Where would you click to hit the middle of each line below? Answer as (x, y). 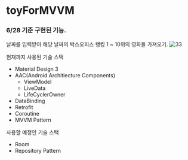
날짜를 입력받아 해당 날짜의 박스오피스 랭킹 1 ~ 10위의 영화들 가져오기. (87, 44)
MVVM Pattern (33, 120)
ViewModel (38, 82)
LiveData (35, 88)
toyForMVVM (40, 10)
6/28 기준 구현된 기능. (36, 31)
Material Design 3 (36, 69)
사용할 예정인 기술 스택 (33, 132)
